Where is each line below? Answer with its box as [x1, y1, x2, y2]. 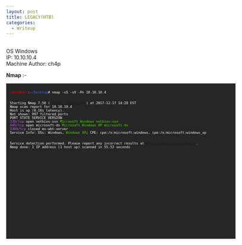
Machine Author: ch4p [6, 60, 61, 67]
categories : [6, 20, 36, 25]
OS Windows [6, 48, 38, 55]
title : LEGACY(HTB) [6, 14, 54, 20]
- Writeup [11, 25, 36, 31]
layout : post [6, 8, 38, 15]
